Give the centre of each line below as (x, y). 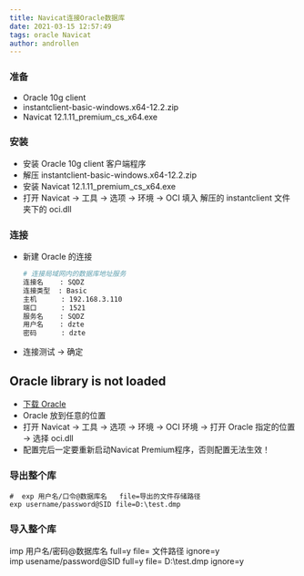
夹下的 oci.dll (47, 209)
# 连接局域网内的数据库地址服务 (74, 274)
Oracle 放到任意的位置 (64, 415)
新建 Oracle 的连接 (57, 257)
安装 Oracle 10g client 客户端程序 (84, 163)
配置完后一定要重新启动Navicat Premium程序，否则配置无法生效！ (147, 449)
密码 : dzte (54, 334)
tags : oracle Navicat (51, 35)
